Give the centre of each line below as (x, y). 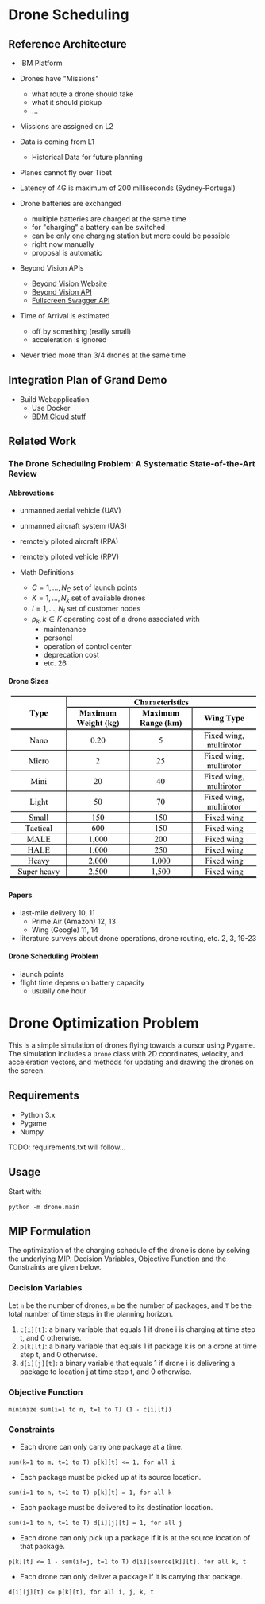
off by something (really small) (81, 331)
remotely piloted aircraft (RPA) (69, 541)
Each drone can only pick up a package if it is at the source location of (135, 1538)
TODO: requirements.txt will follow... (67, 1147)
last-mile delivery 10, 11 (57, 912)
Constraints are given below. (55, 1267)
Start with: (25, 1191)
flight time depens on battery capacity (82, 983)
